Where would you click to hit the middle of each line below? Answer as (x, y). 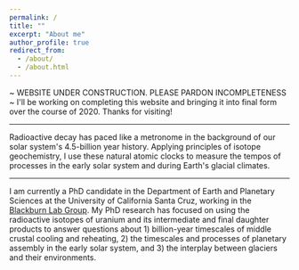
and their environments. (53, 257)
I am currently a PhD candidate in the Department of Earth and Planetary (142, 191)
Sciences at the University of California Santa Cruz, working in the (130, 200)
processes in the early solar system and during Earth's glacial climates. (140, 165)
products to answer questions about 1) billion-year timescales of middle (140, 229)
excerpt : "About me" (48, 34)
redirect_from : (37, 51)
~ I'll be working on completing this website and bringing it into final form (143, 102)
